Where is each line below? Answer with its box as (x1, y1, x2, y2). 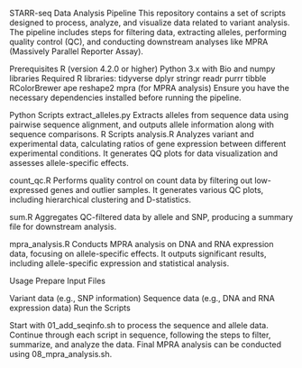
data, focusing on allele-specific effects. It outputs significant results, (9, 248, 267, 259)
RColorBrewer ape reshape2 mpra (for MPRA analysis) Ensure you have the (9, 83, 290, 93)
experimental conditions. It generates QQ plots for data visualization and (9, 148, 279, 159)
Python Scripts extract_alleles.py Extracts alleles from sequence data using (9, 110, 288, 120)
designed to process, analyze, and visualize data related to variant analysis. (9, 17, 290, 28)
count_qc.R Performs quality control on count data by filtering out (9, 175, 253, 186)
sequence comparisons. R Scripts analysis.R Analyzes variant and (9, 129, 254, 139)
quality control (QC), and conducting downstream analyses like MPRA (9, 36, 269, 47)
